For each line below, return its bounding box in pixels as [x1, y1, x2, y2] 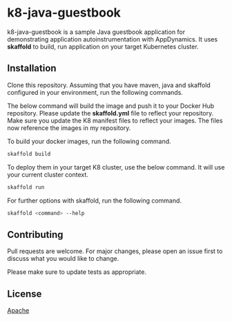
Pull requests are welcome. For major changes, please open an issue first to [7, 247, 223, 255]
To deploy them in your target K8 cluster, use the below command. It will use [7, 163, 225, 171]
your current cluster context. [7, 170, 88, 178]
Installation [7, 62, 57, 74]
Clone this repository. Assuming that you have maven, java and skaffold [7, 81, 211, 89]
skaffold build [7, 150, 51, 157]
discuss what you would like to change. [7, 255, 119, 263]
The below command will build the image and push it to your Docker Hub [7, 102, 215, 110]
